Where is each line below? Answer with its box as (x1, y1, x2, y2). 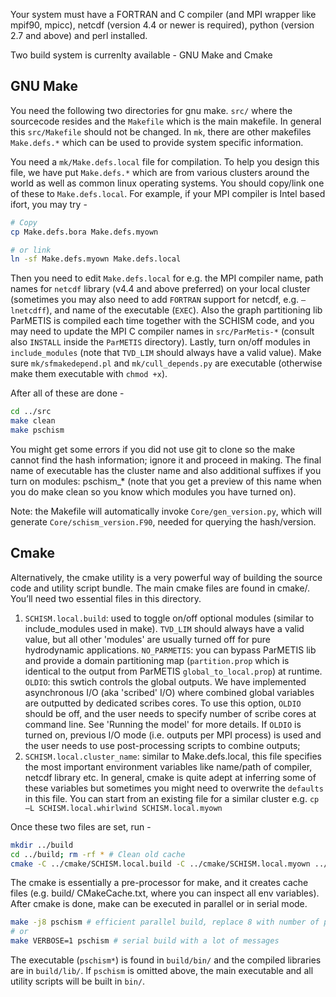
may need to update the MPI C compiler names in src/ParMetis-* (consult (10, 325, 315, 338)
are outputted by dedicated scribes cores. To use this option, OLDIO (24, 697, 302, 709)
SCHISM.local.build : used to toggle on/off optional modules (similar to (24, 612, 315, 624)
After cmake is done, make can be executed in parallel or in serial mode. (10, 898, 308, 910)
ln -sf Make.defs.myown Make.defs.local (10, 254, 182, 264)
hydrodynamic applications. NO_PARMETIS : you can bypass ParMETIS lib (24, 644, 317, 656)
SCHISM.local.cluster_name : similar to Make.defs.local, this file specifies (24, 750, 322, 762)
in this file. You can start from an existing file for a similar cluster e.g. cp (24, 792, 320, 804)
